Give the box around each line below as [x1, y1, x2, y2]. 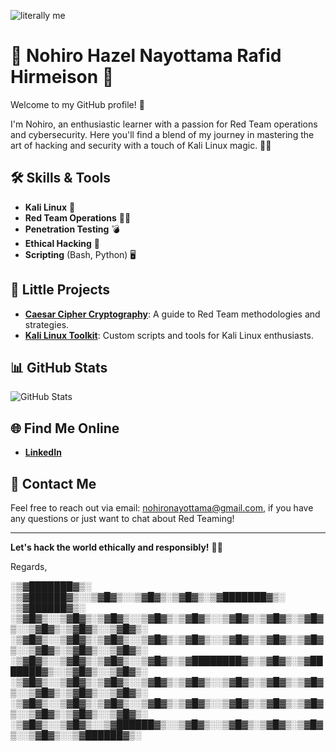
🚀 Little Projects [10, 281, 111, 299]
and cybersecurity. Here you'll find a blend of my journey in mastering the [10, 128, 315, 140]
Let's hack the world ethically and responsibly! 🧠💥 [10, 541, 223, 553]
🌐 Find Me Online [10, 420, 120, 437]
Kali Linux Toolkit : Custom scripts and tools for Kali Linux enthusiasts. [24, 329, 315, 341]
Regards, [10, 561, 48, 572]
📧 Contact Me [10, 475, 97, 492]
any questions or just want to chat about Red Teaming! [10, 513, 235, 524]
